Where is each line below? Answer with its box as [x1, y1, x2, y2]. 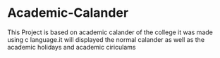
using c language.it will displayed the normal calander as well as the [7, 35, 205, 43]
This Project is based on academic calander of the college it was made [7, 28, 213, 36]
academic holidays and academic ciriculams [7, 43, 136, 51]
